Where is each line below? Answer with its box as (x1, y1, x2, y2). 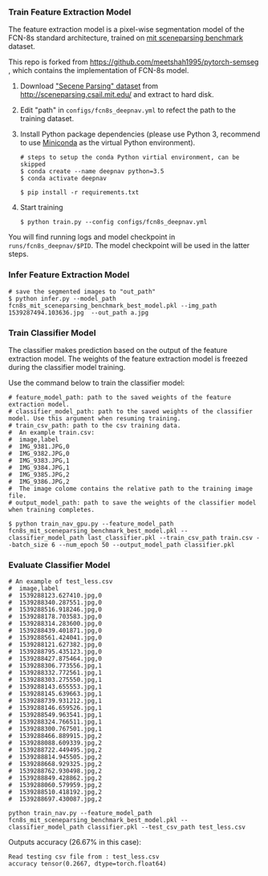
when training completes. (8, 505, 95, 513)
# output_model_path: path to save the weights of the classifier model (8, 498, 257, 507)
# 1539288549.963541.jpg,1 (8, 711, 103, 720)
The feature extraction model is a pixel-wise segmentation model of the (8, 25, 245, 34)
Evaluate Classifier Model (8, 559, 111, 570)
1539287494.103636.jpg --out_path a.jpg (8, 308, 149, 317)
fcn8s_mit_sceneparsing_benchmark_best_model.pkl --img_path (8, 302, 217, 310)
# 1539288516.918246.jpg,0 (8, 606, 103, 614)
